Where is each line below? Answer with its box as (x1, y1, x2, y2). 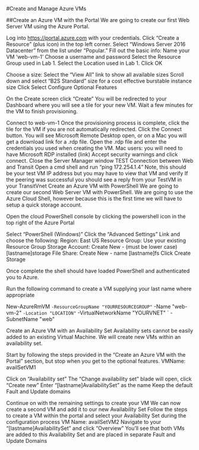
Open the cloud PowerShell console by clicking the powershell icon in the (6, 213, 186, 220)
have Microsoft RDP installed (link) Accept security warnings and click (6, 151, 178, 158)
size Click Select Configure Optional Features (6, 84, 118, 91)
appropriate (6, 291, 35, 299)
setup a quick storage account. (6, 201, 83, 208)
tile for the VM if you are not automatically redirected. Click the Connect (6, 126, 182, 132)
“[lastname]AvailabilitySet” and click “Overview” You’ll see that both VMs (6, 424, 185, 432)
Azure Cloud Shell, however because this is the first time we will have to (6, 195, 182, 202)
